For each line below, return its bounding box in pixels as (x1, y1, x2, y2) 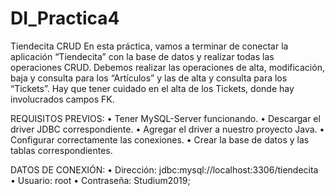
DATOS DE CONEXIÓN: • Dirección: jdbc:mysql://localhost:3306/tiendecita (10, 163, 319, 176)
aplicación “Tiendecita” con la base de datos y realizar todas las (10, 50, 275, 62)
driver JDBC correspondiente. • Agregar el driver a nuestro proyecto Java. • (10, 123, 325, 135)
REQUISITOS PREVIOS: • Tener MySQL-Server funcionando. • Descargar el (10, 112, 321, 124)
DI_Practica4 (10, 7, 120, 30)
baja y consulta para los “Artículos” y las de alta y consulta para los (10, 72, 288, 84)
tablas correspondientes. (10, 144, 113, 156)
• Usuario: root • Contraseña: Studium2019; (10, 174, 191, 186)
